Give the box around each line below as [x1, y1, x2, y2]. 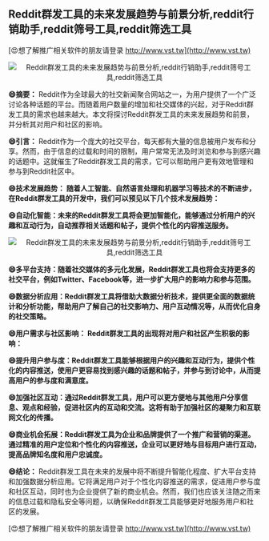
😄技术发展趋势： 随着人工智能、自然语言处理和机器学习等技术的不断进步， [8, 183, 256, 193]
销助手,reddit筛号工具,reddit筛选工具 [8, 22, 192, 36]
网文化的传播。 [8, 412, 58, 422]
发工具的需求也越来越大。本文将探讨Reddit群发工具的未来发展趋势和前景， [8, 109, 255, 118]
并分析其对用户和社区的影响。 [8, 119, 106, 129]
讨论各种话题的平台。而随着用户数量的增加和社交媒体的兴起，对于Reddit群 [8, 99, 255, 109]
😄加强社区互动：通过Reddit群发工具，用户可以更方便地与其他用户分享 [8, 392, 242, 402]
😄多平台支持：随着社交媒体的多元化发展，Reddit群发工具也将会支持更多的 [8, 264, 255, 274]
